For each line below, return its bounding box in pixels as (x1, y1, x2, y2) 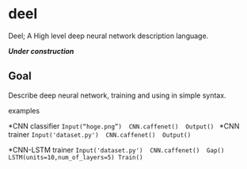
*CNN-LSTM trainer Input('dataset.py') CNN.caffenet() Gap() (8, 144, 225, 155)
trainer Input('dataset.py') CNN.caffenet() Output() (8, 129, 192, 139)
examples (8, 106, 40, 115)
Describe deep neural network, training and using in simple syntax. (8, 90, 227, 100)
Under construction (8, 46, 74, 56)
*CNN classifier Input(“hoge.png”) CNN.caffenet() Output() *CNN (8, 121, 240, 131)
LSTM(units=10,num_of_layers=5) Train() (8, 153, 144, 161)
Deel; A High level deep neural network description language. (8, 31, 209, 40)
